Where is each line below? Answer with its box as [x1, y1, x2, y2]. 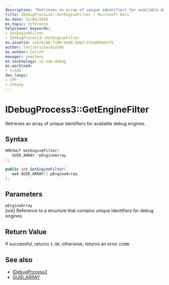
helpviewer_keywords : [5, 26, 51, 31]
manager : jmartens [5, 54, 44, 59]
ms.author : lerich [5, 49, 44, 54]
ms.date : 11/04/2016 [5, 17, 49, 22]
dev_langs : [5, 73, 28, 78]
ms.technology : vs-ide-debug [5, 59, 66, 64]
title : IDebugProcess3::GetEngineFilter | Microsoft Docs [5, 12, 129, 17]
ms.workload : [5, 63, 33, 68]
